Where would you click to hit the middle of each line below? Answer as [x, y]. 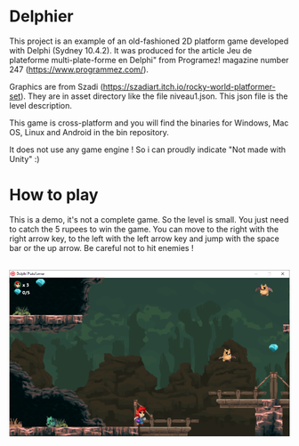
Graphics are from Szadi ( [57, 86]
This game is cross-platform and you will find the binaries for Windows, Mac [149, 123]
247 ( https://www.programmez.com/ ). [79, 69]
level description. [41, 105]
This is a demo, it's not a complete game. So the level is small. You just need [149, 219]
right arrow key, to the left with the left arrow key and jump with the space [145, 239]
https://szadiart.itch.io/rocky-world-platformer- [189, 86]
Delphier [41, 16]
